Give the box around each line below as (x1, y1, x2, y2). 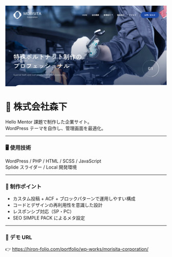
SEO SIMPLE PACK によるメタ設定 (12, 215, 85, 221)
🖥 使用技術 (5, 144, 31, 152)
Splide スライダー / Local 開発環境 (5, 164, 77, 170)
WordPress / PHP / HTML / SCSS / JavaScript (5, 158, 101, 164)
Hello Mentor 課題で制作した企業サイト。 (5, 119, 92, 125)
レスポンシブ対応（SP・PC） (12, 209, 74, 215)
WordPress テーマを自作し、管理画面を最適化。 (5, 125, 106, 132)
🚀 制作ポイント (5, 183, 42, 190)
